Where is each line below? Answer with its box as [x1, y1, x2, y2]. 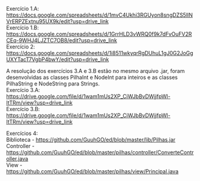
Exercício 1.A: [6, 5, 39, 12]
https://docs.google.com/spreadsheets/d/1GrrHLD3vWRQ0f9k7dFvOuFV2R [6, 30, 192, 38]
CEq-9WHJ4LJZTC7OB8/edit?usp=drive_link [6, 37, 118, 44]
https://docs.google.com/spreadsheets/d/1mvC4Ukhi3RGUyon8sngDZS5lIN [6, 11, 193, 19]
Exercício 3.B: [6, 106, 40, 112]
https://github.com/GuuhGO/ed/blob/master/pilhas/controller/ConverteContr [6, 149, 194, 156]
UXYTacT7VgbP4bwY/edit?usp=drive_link [6, 56, 109, 63]
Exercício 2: [6, 43, 35, 50]
